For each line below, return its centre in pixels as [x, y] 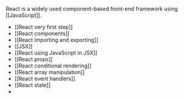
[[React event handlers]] [45, 79]
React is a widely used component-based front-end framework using [92, 9]
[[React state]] [32, 85]
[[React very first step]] [44, 27]
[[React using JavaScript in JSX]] [56, 53]
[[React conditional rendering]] [53, 66]
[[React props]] [33, 59]
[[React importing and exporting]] [56, 40]
